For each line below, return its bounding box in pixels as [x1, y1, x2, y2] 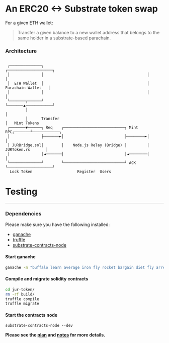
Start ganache [5, 254, 36, 260]
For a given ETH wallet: [5, 20, 53, 26]
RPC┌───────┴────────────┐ [5, 130, 62, 135]
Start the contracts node [5, 312, 58, 318]
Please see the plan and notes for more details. [5, 332, 106, 338]
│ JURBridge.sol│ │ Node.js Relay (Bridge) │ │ [7, 143, 150, 148]
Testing [5, 186, 38, 197]
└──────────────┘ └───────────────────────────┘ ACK [7, 160, 136, 165]
